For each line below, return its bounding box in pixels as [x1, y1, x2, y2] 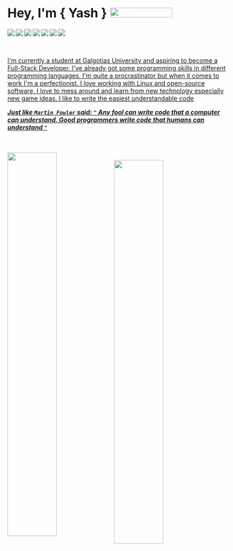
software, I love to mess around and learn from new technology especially [7, 86, 224, 95]
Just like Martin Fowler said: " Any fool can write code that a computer [7, 108, 220, 116]
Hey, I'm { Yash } [7, 5, 108, 21]
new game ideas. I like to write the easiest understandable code [7, 94, 194, 103]
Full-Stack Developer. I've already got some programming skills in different [7, 63, 226, 72]
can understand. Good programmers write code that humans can [7, 115, 205, 124]
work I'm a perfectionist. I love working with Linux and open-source [7, 78, 205, 87]
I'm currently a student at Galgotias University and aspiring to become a [7, 56, 218, 65]
